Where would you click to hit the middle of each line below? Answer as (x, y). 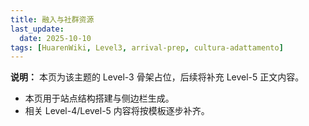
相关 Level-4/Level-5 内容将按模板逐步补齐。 (117, 111)
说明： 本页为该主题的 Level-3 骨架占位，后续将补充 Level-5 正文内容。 (157, 77)
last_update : (37, 29)
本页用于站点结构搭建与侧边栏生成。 (99, 98)
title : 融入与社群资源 (52, 19)
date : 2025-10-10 (55, 38)
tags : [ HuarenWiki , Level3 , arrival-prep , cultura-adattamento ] (147, 47)
